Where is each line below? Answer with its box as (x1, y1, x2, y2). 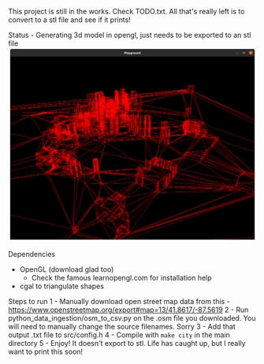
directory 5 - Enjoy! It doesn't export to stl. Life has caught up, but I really (8, 339, 246, 348)
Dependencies (8, 250, 56, 259)
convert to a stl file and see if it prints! (8, 15, 132, 24)
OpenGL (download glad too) (19, 265, 114, 274)
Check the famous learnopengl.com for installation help (31, 273, 212, 283)
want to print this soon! (8, 347, 84, 357)
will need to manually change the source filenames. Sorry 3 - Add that (8, 322, 236, 332)
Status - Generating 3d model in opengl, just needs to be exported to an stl (8, 31, 251, 39)
